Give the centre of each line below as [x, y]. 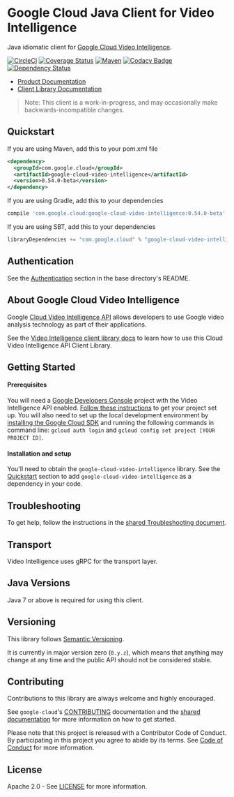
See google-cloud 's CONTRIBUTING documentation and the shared [104, 712]
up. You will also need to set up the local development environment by [108, 415]
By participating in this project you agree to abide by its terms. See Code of [115, 740]
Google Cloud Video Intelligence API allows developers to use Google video [116, 317]
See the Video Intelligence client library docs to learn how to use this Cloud [115, 338]
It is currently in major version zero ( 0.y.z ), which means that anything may [115, 652]
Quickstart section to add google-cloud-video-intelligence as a [99, 477]
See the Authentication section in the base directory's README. [99, 278]
